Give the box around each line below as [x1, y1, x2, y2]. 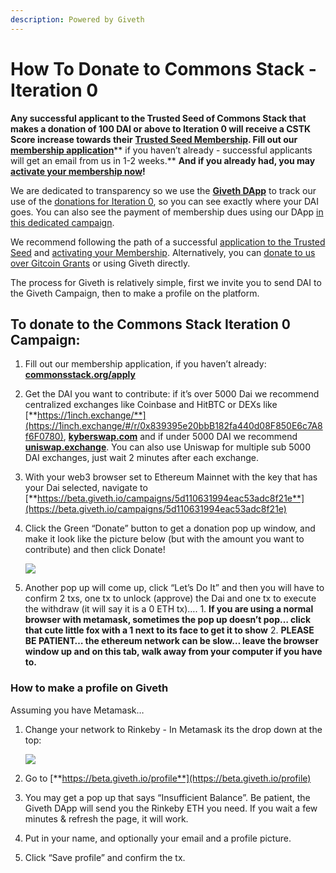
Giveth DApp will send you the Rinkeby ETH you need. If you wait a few [24, 802, 318, 814]
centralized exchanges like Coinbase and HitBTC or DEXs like [24, 399, 278, 411]
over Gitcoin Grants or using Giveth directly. [10, 257, 191, 269]
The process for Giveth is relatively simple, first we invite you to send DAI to [10, 276, 322, 288]
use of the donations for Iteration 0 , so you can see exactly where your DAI [10, 195, 319, 207]
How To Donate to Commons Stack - [10, 57, 317, 80]
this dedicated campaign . [10, 216, 115, 228]
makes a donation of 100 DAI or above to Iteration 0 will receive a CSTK [10, 122, 312, 135]
